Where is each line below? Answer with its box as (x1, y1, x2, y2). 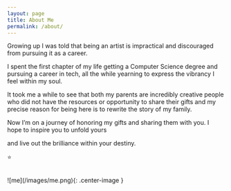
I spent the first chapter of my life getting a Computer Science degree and (7, 63, 218, 71)
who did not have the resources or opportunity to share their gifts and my (7, 98, 216, 106)
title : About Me (7, 17, 54, 23)
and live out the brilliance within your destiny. (7, 139, 136, 148)
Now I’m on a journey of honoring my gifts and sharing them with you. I (7, 119, 210, 127)
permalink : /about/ (7, 23, 64, 30)
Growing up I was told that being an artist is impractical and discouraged (7, 42, 214, 50)
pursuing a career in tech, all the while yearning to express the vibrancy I (7, 70, 214, 78)
